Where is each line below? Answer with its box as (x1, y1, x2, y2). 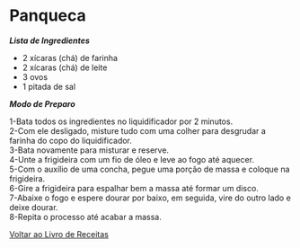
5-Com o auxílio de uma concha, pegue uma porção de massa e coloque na (9, 164, 290, 174)
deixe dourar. (9, 201, 58, 212)
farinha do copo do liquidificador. (9, 135, 133, 146)
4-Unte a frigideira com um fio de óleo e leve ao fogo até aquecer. (9, 154, 254, 164)
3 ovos (22, 71, 48, 82)
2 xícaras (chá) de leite (22, 62, 108, 73)
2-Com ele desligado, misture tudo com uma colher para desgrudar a (9, 125, 267, 136)
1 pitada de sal (22, 81, 76, 92)
